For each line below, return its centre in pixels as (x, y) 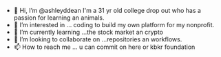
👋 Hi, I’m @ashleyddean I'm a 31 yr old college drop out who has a (107, 11)
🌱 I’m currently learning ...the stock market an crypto (88, 32)
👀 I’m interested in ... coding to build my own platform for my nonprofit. (114, 25)
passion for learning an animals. (59, 18)
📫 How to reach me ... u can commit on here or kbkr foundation (104, 47)
